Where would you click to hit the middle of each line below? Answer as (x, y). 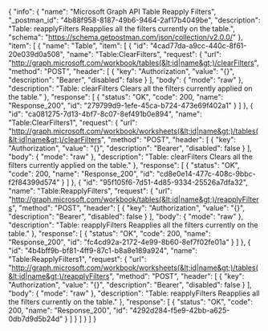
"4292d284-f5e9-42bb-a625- (180, 310)
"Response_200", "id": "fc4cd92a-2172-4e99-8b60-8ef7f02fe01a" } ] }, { (130, 242)
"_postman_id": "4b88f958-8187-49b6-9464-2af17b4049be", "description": (134, 20)
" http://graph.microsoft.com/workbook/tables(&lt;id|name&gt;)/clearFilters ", (134, 63)
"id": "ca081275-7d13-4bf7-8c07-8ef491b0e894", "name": (105, 114)
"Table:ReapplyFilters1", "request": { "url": (77, 259)
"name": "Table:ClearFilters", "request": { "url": (144, 54)
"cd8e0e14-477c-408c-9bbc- (206, 174)
